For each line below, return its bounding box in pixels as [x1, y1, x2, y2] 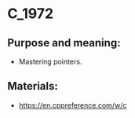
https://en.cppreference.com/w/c [18, 100, 127, 110]
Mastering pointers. [18, 57, 82, 66]
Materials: [7, 79, 58, 93]
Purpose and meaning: [7, 36, 121, 50]
